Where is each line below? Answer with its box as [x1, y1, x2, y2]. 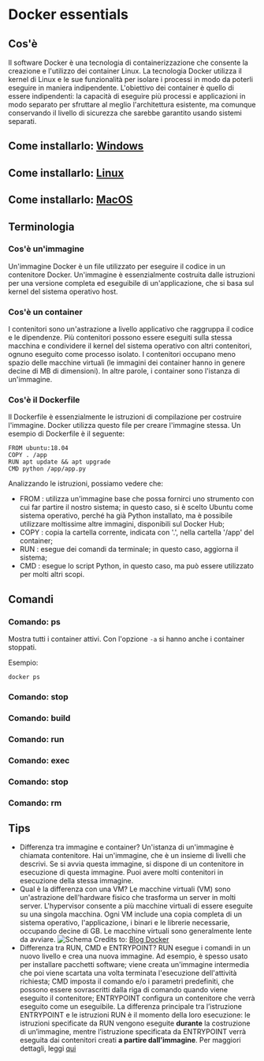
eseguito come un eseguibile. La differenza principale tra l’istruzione [19, 1002, 243, 1011]
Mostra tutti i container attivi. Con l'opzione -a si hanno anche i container [8, 634, 245, 644]
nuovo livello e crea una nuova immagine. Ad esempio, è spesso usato [19, 951, 248, 961]
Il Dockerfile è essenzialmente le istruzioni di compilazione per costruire [8, 412, 242, 422]
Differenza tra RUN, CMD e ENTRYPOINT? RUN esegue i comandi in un [19, 943, 251, 953]
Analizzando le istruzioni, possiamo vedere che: [8, 479, 164, 489]
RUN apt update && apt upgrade [8, 458, 111, 467]
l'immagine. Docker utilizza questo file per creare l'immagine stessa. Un [8, 421, 241, 430]
